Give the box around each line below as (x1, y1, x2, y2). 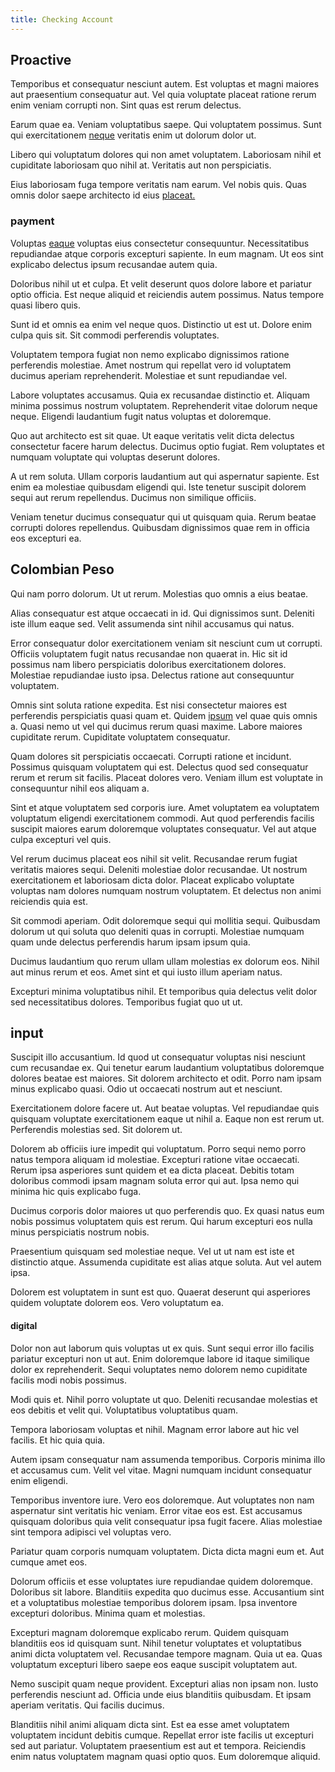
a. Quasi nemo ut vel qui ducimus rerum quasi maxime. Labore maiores (10, 720, 303, 732)
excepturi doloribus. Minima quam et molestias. (10, 1607, 206, 1619)
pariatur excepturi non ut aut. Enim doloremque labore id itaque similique (10, 1352, 310, 1365)
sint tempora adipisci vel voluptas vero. (10, 1526, 172, 1538)
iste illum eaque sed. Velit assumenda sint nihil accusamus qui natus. (10, 617, 295, 630)
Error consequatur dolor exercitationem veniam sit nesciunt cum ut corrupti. (10, 637, 323, 649)
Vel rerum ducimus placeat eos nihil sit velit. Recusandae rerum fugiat (10, 852, 298, 865)
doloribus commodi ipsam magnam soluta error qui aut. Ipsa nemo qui (10, 1175, 300, 1187)
